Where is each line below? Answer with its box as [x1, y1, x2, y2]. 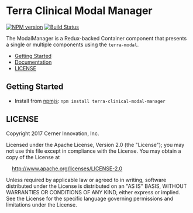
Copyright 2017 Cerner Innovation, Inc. [6, 130, 99, 137]
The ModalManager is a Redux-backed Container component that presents [6, 35, 187, 42]
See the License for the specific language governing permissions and [6, 195, 174, 202]
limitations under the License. [6, 201, 77, 208]
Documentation [14, 59, 52, 66]
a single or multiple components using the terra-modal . [6, 41, 139, 48]
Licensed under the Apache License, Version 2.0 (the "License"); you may [6, 141, 185, 148]
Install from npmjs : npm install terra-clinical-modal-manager [14, 97, 166, 104]
